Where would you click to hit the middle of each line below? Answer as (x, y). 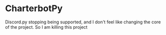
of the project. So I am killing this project (46, 27)
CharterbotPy (34, 9)
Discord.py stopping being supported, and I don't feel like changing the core (83, 22)
